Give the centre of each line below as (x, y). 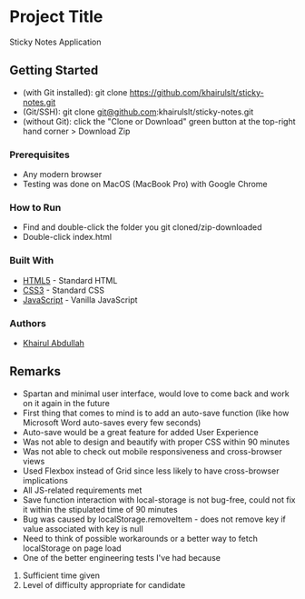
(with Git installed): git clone (75, 92)
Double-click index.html (67, 237)
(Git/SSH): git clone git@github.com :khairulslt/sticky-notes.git (138, 112)
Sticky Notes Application (55, 42)
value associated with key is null (83, 528)
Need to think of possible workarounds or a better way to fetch (140, 538)
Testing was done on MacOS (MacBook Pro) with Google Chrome (145, 185)
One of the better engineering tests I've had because (121, 557)
